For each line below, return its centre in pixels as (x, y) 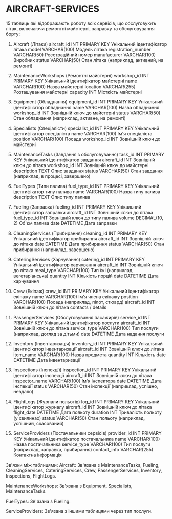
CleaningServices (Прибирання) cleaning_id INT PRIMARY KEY (80, 233)
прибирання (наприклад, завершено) (54, 250)
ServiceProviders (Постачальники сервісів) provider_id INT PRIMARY (87, 433)
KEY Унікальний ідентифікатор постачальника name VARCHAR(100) (87, 439)
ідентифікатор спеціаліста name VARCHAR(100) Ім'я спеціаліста (83, 133)
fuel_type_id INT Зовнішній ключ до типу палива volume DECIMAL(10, (88, 218)
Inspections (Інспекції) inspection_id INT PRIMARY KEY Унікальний (85, 370)
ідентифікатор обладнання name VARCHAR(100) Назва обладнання (86, 107)
